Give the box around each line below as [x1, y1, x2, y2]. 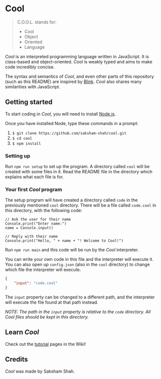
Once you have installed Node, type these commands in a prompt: [5, 120, 138, 126]
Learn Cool [5, 328, 39, 337]
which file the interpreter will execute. [5, 267, 81, 273]
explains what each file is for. [5, 174, 64, 180]
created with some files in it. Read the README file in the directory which [5, 169, 153, 175]
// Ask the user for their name [5, 217, 71, 222]
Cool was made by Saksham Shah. [5, 368, 75, 374]
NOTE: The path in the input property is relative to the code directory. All [5, 309, 151, 315]
